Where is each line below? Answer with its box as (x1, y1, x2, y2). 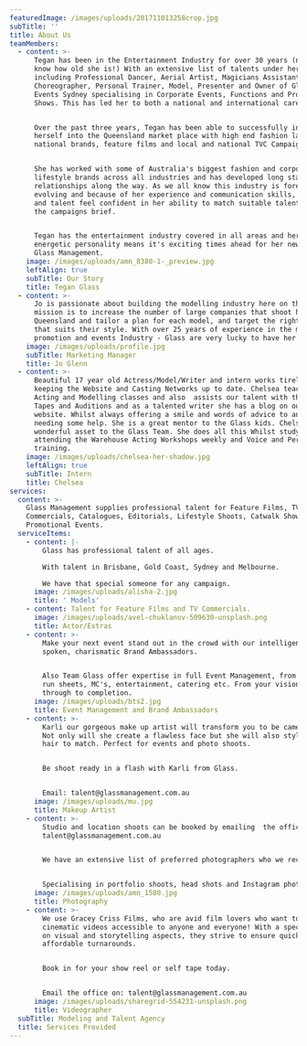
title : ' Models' (33, 596, 101, 605)
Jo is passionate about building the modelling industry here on (33, 299, 288, 309)
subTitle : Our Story (26, 273, 104, 283)
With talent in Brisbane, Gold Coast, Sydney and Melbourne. (42, 562, 281, 571)
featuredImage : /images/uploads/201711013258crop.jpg (9, 13, 219, 23)
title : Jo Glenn (26, 358, 89, 368)
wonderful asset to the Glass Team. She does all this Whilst (33, 427, 276, 436)
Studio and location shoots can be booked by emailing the (42, 822, 276, 832)
